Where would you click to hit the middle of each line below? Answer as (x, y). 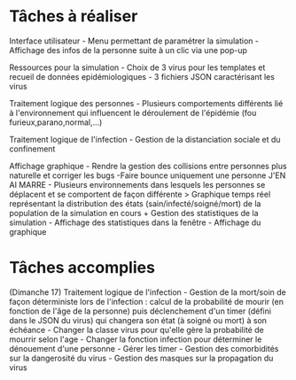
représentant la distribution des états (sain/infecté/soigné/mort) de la (135, 203)
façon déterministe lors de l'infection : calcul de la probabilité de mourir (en (146, 301)
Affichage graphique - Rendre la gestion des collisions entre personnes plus (148, 166)
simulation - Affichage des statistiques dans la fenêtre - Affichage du (135, 222)
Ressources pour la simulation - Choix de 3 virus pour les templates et (137, 67)
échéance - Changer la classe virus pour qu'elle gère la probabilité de (136, 330)
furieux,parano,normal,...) (56, 122)
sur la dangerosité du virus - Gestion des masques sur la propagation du (141, 358)
